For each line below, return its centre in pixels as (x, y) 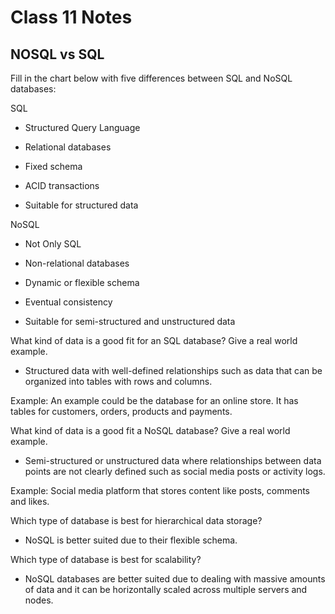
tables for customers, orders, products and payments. (121, 411)
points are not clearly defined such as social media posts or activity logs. (175, 471)
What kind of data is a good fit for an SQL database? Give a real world (154, 340)
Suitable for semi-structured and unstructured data (130, 321)
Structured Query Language (82, 127)
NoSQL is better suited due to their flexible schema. (131, 540)
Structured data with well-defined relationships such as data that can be (173, 370)
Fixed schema (53, 166)
